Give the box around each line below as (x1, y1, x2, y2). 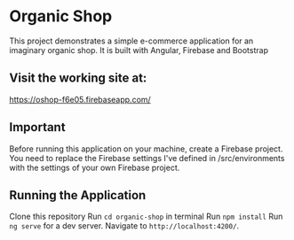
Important (9, 120, 66, 135)
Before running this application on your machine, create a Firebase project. (9, 143, 283, 154)
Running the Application (9, 188, 147, 203)
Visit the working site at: (9, 71, 147, 86)
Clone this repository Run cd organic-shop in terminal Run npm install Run (9, 211, 283, 222)
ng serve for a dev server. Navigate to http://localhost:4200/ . (9, 221, 240, 231)
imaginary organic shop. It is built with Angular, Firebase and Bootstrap (9, 44, 269, 55)
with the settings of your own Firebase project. (9, 162, 180, 173)
